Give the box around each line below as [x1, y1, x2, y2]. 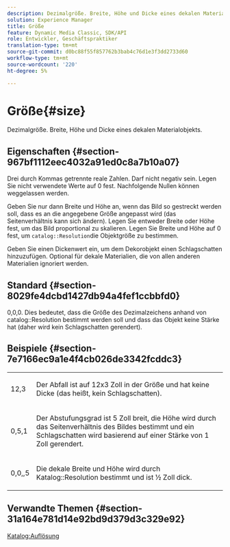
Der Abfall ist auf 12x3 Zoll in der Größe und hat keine [36, 380, 210, 389]
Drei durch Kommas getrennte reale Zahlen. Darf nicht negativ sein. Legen [7, 174, 217, 183]
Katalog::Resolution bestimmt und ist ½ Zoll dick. [36, 472, 192, 482]
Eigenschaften [7, 146, 71, 157]
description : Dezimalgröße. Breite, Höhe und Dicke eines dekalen [7, 10, 201, 17]
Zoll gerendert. [36, 439, 84, 448]
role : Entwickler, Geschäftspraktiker [7, 36, 118, 43]
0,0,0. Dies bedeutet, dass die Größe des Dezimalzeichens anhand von [7, 308, 207, 316]
